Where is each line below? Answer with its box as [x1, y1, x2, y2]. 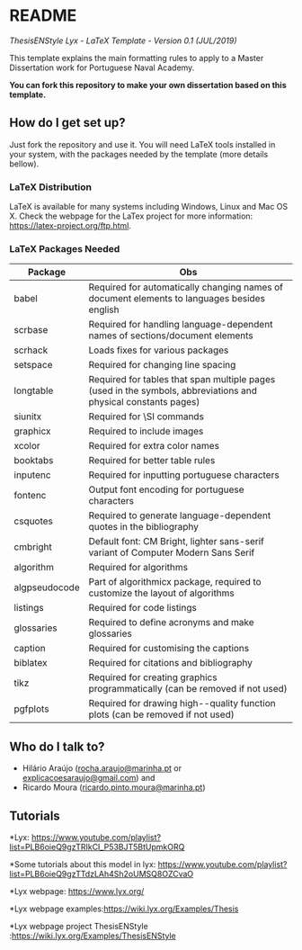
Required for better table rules [88, 454, 216, 467]
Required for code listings [88, 602, 198, 614]
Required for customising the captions [88, 642, 250, 655]
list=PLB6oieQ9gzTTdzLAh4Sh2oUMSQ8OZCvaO [9, 868, 194, 879]
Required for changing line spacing [88, 359, 236, 372]
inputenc [13, 469, 51, 481]
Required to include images [88, 425, 204, 437]
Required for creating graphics [88, 671, 218, 684]
